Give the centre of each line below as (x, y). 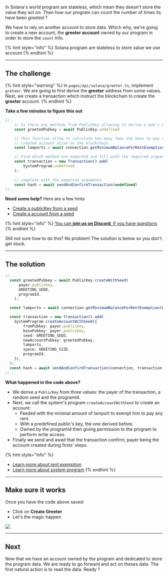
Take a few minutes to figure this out (44, 111)
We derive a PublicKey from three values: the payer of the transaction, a (86, 392)
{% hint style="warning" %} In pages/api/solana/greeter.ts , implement (79, 85)
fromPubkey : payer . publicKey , (54, 326)
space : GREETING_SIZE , (47, 349)
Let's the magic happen (37, 517)
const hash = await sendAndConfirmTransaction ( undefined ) (76, 185)
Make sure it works (35, 490)
